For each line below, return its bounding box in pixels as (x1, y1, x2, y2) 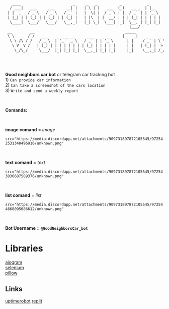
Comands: (5, 107, 28, 113)
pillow (5, 270, 18, 276)
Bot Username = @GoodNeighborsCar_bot (5, 225, 88, 231)
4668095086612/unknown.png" (5, 206, 64, 212)
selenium (5, 265, 24, 271)
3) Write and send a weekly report (5, 87, 79, 93)
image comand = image (5, 126, 55, 132)
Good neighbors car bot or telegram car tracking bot (5, 71, 115, 77)
